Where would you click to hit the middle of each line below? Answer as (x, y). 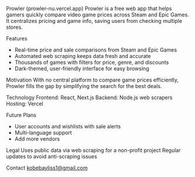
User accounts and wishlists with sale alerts (68, 126)
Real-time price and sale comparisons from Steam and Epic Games (96, 50)
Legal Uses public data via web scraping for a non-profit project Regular (93, 150)
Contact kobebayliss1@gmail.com (47, 168)
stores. (14, 27)
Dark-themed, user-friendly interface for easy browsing (82, 69)
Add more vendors (37, 139)
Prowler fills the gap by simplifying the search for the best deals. (84, 86)
